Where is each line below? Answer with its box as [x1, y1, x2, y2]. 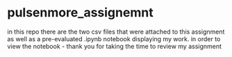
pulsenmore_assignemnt [7, 5, 154, 21]
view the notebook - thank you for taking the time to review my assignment [7, 42, 222, 50]
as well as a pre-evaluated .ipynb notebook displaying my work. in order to [7, 34, 221, 43]
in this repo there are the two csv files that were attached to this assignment [7, 27, 225, 36]
